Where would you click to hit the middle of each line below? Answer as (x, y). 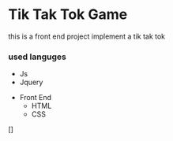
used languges (38, 57)
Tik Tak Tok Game (68, 15)
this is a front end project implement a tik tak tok (87, 36)
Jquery (31, 82)
